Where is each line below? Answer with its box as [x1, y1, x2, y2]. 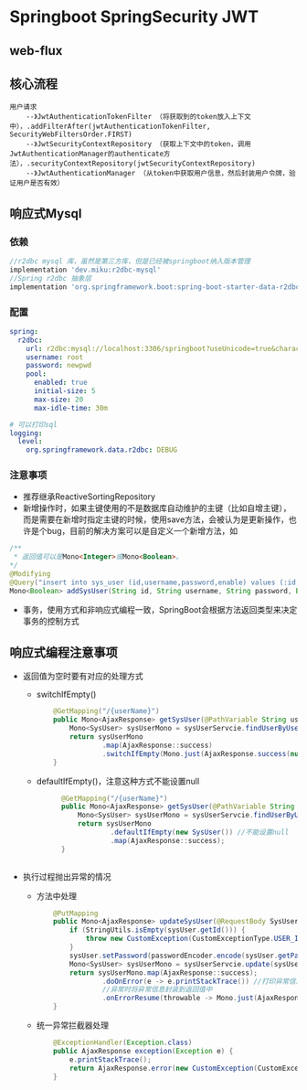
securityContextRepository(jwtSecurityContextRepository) [30, 159, 256, 168]
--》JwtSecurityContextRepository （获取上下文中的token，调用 [26, 140, 251, 149]
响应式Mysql [9, 206, 82, 221]
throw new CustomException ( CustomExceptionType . [85, 935, 274, 944]
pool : [26, 369, 48, 379]
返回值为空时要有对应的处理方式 [22, 670, 143, 682]
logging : [9, 428, 43, 438]
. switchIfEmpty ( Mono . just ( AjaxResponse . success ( [101, 749, 291, 758]
